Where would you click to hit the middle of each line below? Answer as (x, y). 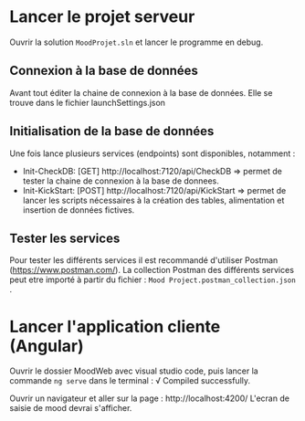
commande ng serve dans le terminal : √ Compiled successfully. (130, 381)
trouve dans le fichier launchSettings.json (88, 102)
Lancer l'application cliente (115, 326)
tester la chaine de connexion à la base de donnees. (121, 181)
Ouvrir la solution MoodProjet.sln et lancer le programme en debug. (137, 42)
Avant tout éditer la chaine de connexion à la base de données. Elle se (141, 92)
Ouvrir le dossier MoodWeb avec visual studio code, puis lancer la (134, 371)
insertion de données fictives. (79, 210)
